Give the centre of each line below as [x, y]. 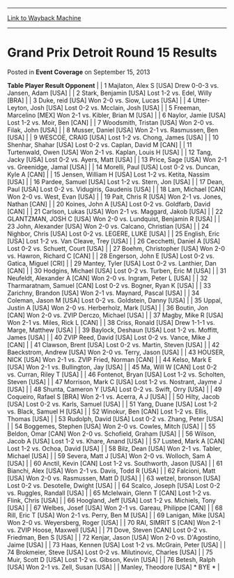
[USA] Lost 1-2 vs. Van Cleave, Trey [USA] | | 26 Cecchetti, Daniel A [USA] [114, 241]
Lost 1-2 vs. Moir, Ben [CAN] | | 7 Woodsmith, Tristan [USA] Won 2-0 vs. [111, 122]
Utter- [201, 100]
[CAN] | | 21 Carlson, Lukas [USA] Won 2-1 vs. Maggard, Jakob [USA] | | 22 [115, 211]
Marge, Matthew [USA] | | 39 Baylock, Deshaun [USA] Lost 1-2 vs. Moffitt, [113, 330]
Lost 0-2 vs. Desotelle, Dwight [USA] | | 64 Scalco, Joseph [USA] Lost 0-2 [114, 485]
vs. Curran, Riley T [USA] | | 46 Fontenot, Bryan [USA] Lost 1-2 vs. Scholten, [116, 374]
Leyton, [18, 107]
